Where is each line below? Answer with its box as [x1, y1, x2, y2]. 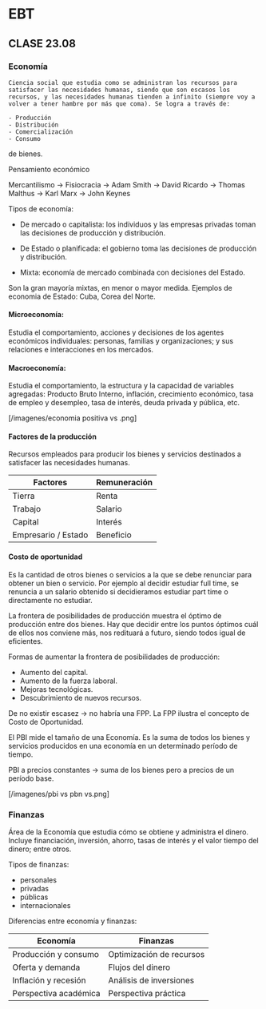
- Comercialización [8, 127, 73, 136]
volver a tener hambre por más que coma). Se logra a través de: [8, 99, 230, 108]
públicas [19, 892, 49, 902]
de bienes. [8, 149, 43, 159]
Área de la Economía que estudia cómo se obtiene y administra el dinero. [8, 826, 249, 837]
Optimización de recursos [108, 948, 205, 959]
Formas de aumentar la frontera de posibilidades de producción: [8, 652, 220, 661]
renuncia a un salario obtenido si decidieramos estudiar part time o [8, 586, 229, 597]
